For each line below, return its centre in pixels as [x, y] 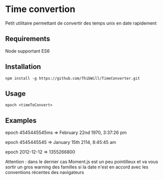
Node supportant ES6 [28, 51]
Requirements [28, 39]
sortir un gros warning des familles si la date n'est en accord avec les [77, 167]
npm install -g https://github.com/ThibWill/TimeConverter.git [73, 78]
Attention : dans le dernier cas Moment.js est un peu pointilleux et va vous [82, 162]
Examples [21, 121]
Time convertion [40, 9]
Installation [23, 67]
